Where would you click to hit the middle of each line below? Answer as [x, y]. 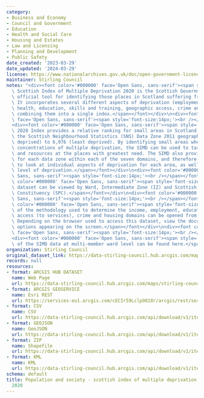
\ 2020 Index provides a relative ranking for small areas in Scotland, [106, 131]
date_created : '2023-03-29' [42, 63]
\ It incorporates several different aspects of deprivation [91, 102]
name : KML [24, 363]
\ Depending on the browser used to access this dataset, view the [99, 222]
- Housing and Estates [35, 40]
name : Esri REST [32, 295]
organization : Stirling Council [47, 250]
